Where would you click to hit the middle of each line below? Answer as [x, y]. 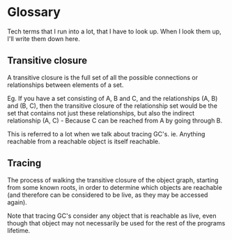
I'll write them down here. [44, 38]
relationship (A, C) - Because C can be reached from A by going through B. [115, 120]
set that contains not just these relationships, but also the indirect [101, 113]
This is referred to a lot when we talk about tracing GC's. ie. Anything [106, 134]
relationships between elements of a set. [65, 85]
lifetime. [19, 230]
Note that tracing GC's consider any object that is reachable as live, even [112, 216]
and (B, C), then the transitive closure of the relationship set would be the [113, 106]
